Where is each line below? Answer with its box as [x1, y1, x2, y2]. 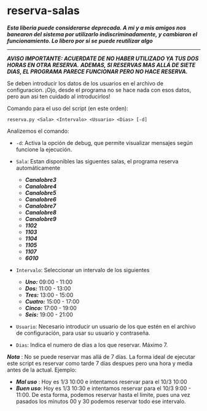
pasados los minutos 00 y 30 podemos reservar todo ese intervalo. [15, 397, 186, 405]
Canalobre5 [25, 189, 57, 197]
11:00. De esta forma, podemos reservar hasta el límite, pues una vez [15, 391, 190, 398]
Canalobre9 [25, 215, 57, 222]
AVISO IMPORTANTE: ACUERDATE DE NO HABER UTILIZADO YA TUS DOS [7, 55, 199, 62]
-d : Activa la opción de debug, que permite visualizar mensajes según [15, 139, 193, 146]
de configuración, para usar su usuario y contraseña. [15, 329, 150, 337]
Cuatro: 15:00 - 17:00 [25, 297, 80, 305]
